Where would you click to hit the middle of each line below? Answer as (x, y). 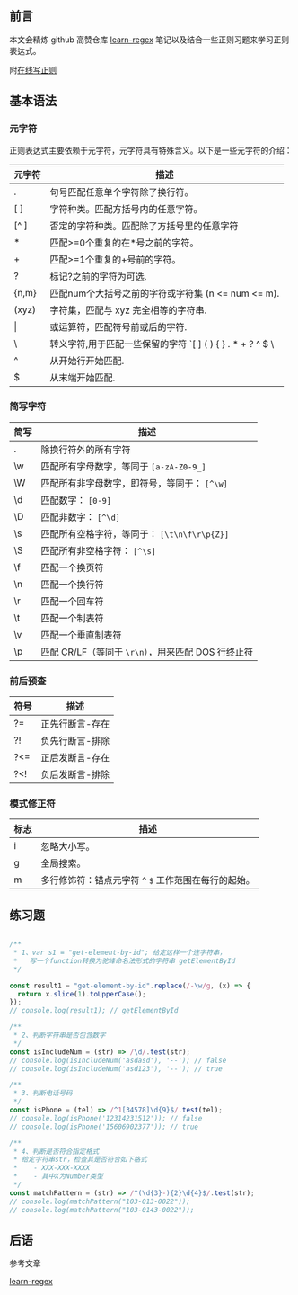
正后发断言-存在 (75, 758)
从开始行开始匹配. (87, 361)
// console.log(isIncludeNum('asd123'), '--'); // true (116, 1068)
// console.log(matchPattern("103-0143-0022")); (102, 1210)
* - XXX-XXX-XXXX (52, 1168)
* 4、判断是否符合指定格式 (56, 1151)
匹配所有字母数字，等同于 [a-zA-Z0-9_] (123, 466)
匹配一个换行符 (73, 585)
